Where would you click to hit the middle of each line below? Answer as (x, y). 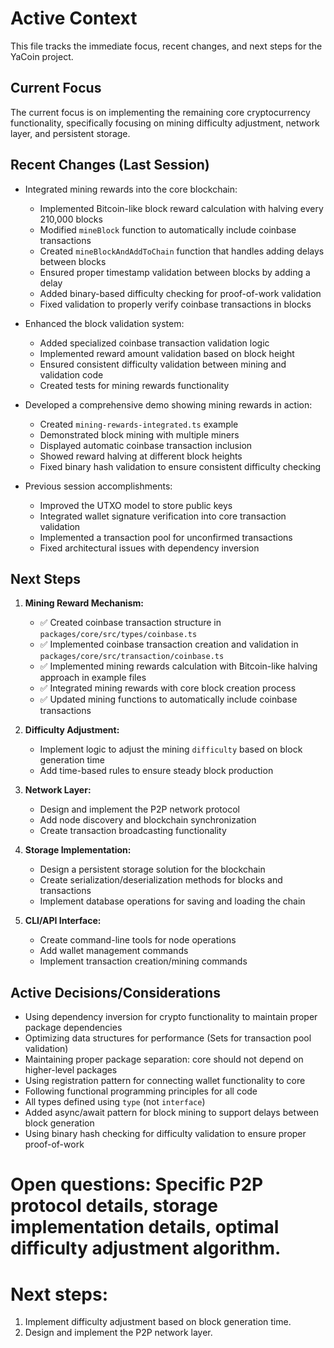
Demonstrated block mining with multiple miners (139, 434)
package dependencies (73, 1028)
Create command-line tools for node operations (138, 940)
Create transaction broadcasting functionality (133, 831)
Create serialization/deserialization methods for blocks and (161, 880)
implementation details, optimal (145, 1227)
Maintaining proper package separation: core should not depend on (164, 1059)
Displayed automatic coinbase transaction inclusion (146, 445)
